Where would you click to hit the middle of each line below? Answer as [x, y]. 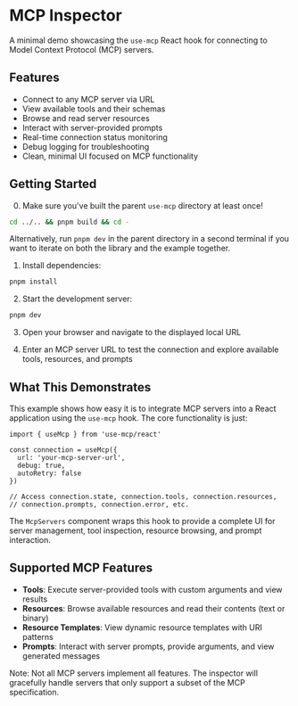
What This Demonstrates [80, 387]
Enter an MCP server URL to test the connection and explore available [150, 349]
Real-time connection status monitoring [95, 137]
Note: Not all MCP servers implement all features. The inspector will [134, 673]
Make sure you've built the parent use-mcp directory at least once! [142, 205]
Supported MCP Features [81, 568]
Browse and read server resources [86, 118]
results [35, 599]
